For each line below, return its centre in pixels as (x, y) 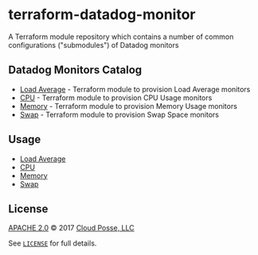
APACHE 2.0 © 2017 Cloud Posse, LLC (72, 228)
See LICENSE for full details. (53, 243)
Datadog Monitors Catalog (75, 70)
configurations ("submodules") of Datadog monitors (94, 44)
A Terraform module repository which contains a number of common (121, 37)
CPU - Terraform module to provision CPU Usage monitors (116, 98)
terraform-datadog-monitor (102, 15)
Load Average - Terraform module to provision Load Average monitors (135, 89)
